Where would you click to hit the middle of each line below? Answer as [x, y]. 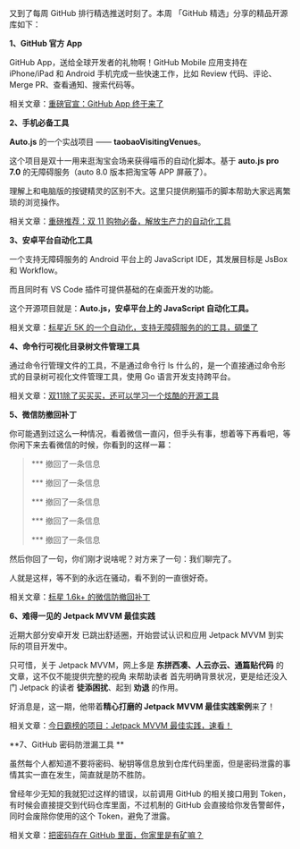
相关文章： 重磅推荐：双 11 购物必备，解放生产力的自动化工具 [121, 221]
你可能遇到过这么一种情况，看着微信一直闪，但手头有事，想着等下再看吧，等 [150, 433]
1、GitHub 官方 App [46, 43]
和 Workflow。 [36, 270]
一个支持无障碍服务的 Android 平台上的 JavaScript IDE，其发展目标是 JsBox [149, 259]
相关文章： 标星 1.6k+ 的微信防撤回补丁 [80, 597]
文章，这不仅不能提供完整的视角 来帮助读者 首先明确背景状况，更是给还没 [144, 676]
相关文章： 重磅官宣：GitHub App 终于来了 [87, 104]
